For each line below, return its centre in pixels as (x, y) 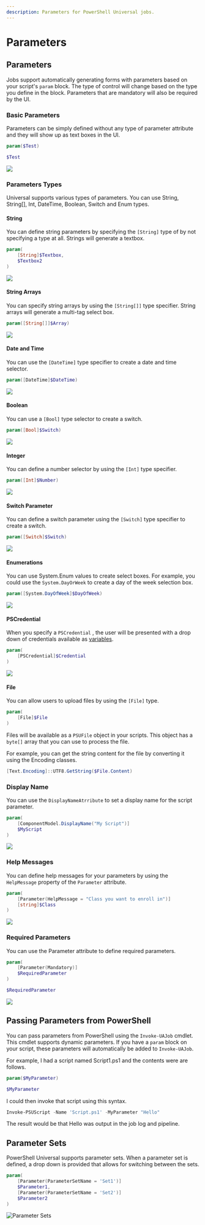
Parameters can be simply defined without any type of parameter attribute (100, 128)
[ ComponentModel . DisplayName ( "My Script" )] (74, 824)
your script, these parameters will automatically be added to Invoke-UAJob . (100, 1049)
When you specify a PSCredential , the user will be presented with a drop (99, 633)
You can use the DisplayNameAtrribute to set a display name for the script (99, 800)
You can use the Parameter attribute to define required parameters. (91, 951)
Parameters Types (34, 184)
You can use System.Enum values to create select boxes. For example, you (101, 576)
